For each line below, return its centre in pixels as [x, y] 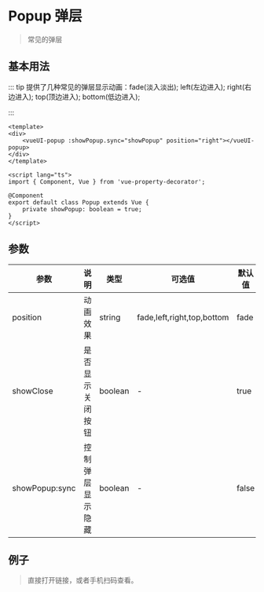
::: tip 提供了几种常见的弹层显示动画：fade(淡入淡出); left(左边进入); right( [126, 86]
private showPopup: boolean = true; [82, 209]
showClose [33, 391]
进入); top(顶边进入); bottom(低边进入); [77, 97]
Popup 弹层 [45, 16]
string [110, 317]
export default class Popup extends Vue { [79, 202]
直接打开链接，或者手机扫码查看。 [82, 580]
